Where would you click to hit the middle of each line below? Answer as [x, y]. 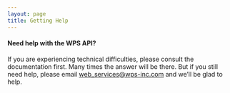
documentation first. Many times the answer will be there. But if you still [113, 66]
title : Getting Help [38, 21]
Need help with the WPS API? [52, 43]
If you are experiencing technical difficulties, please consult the [101, 59]
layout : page [27, 14]
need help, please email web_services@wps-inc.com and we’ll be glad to [115, 74]
